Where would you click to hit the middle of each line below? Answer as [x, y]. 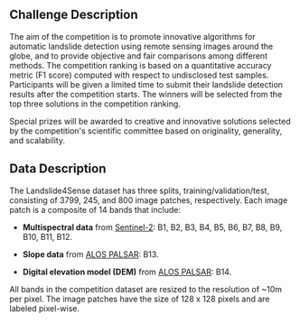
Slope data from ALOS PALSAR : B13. [91, 254]
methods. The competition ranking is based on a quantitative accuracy [141, 65]
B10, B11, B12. [47, 236]
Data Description [58, 169]
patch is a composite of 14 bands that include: [95, 209]
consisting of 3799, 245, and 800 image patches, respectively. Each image [149, 200]
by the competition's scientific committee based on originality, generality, [146, 131]
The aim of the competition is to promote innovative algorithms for [132, 36]
